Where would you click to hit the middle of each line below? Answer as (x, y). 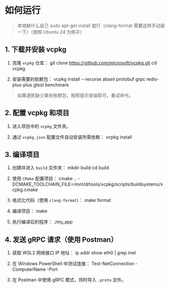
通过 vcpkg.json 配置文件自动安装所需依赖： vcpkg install (72, 137)
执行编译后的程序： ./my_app (42, 222)
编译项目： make (30, 211)
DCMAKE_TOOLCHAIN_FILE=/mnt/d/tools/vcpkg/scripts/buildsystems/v (88, 185)
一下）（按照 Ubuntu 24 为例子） (51, 32)
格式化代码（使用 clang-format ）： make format (62, 200)
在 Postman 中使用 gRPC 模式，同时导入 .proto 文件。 (69, 280)
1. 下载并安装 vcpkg (36, 50)
